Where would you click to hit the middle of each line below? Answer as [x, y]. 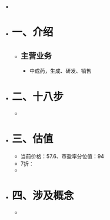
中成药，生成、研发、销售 [60, 71]
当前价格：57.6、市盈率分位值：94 [62, 156]
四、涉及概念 [43, 196]
